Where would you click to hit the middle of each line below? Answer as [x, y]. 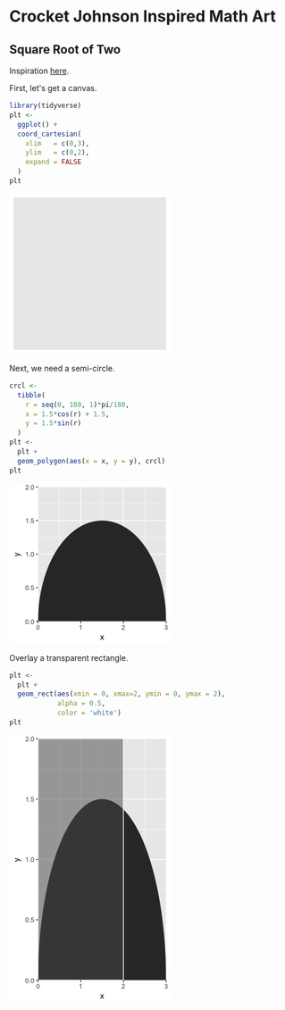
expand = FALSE [54, 163]
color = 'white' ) [89, 713]
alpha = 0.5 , [81, 704]
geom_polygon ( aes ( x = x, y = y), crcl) [92, 461]
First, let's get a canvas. [53, 88]
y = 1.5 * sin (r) [54, 423]
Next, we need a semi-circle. [62, 368]
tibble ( [32, 395]
